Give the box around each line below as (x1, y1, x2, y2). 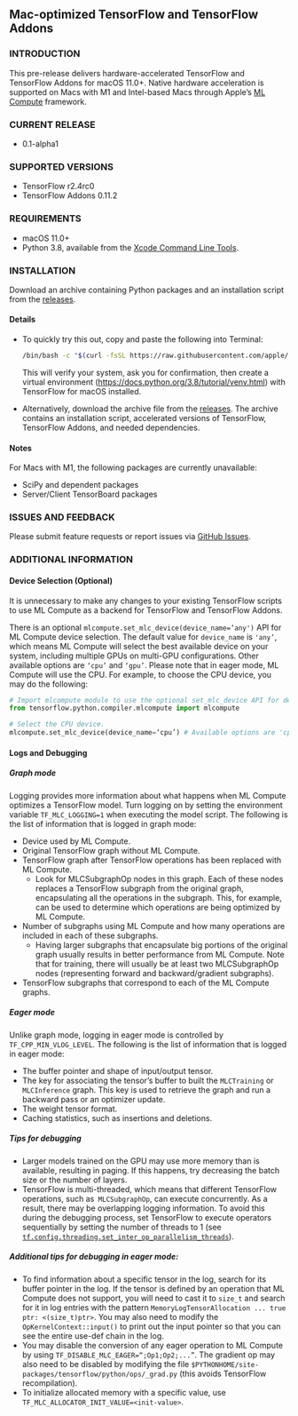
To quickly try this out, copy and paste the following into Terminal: (21, 334, 263, 345)
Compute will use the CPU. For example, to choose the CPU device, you (9, 669, 272, 680)
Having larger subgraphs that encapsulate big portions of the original (35, 939, 288, 950)
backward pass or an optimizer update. (21, 1094, 166, 1104)
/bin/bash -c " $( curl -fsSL (21, 351, 127, 361)
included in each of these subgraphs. (21, 930, 159, 941)
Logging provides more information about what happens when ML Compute (9, 790, 286, 800)
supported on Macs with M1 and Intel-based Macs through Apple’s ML (9, 86, 266, 97)
